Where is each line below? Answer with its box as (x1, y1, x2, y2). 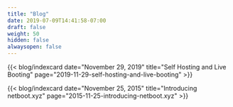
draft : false (7, 23, 46, 30)
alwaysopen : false (7, 43, 62, 50)
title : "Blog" (7, 10, 50, 18)
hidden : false (7, 37, 50, 44)
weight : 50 (7, 30, 40, 38)
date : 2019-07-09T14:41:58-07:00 (7, 17, 107, 24)
